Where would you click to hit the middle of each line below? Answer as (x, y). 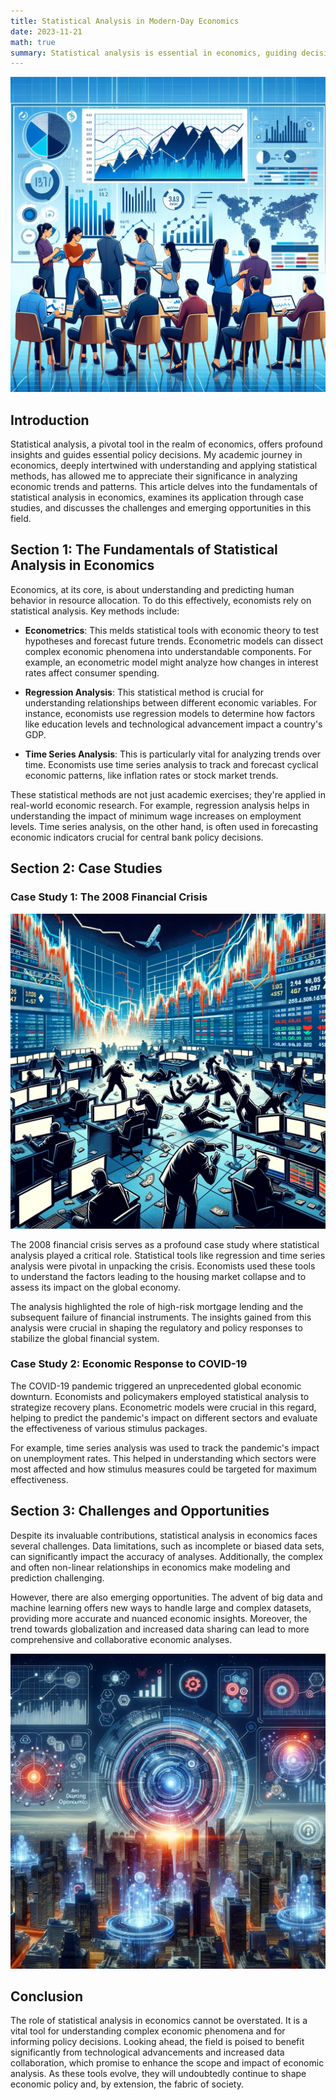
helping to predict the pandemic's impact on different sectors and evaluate (164, 1417)
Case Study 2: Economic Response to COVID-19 (129, 1364)
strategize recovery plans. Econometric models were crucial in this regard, (163, 1407)
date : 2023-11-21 (46, 31)
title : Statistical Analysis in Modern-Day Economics (125, 21)
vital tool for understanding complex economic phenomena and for (148, 2031)
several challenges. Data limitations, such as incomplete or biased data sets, (167, 1546)
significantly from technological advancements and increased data (147, 2052)
